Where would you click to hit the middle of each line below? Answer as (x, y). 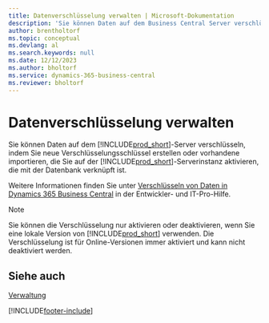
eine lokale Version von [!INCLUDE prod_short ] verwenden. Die (111, 234)
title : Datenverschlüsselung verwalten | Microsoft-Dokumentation (121, 16)
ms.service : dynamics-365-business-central (82, 75)
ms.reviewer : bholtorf (46, 83)
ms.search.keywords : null (51, 53)
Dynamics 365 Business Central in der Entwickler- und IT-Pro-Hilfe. (120, 194)
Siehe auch (37, 276)
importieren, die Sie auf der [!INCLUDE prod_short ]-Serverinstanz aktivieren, (134, 162)
